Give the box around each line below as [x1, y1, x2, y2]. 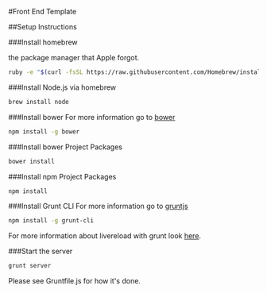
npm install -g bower [8, 127, 80, 136]
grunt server [8, 262, 52, 270]
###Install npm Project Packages [8, 172, 117, 181]
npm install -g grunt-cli [8, 217, 94, 225]
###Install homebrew [8, 37, 78, 47]
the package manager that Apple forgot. [8, 53, 140, 62]
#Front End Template [8, 7, 77, 16]
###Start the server [8, 246, 73, 256]
